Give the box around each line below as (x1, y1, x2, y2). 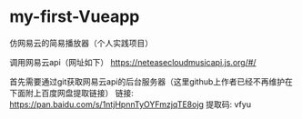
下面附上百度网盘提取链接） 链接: (9, 87, 134, 98)
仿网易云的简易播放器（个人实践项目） (9, 37, 153, 48)
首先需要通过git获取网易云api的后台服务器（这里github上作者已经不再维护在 (9, 75, 294, 87)
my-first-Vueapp (9, 6, 140, 27)
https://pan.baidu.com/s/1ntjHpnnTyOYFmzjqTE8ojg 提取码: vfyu (9, 98, 252, 110)
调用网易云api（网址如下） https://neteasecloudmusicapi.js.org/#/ (9, 56, 257, 67)
